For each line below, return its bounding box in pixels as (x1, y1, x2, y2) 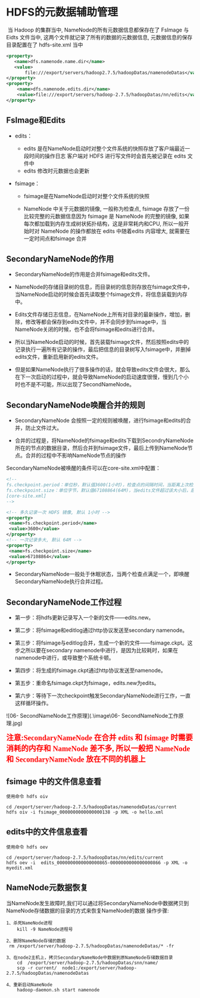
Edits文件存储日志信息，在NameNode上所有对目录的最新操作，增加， (14, 311, 186, 318)
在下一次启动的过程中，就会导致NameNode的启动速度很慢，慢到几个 (14, 373, 184, 381)
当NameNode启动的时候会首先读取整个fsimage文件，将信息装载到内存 (14, 291, 187, 298)
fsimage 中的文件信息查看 (6, 776, 102, 786)
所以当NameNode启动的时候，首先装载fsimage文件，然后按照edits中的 (14, 339, 189, 346)
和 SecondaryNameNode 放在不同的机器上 (6, 755, 146, 764)
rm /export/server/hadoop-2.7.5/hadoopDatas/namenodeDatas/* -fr (8, 943, 174, 949)
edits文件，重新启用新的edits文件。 (14, 353, 102, 361)
